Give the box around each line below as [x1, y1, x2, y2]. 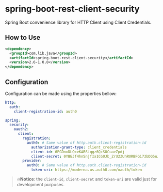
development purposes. [16, 182, 65, 188]
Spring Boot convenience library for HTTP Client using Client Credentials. [5, 19, 152, 25]
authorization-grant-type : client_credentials [31, 144, 127, 150]
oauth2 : [14, 127, 29, 132]
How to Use [5, 33, 41, 42]
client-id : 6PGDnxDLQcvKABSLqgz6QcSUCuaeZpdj [31, 149, 125, 154]
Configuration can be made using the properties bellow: [5, 91, 117, 96]
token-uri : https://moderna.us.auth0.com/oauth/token [31, 167, 142, 173]
